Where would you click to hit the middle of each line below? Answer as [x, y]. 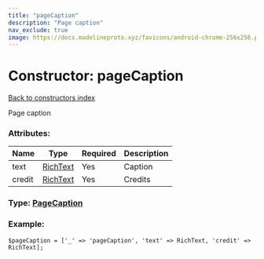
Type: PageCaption [46, 203]
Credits [137, 180]
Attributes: [29, 133]
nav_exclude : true [38, 30]
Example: [26, 224]
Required [99, 154]
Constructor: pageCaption [96, 76]
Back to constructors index [52, 98]
